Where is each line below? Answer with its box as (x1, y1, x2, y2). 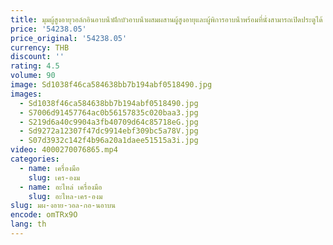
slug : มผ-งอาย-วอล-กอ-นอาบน (10, 201, 116, 211)
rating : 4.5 (10, 61, 60, 71)
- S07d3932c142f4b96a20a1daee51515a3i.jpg (19, 136, 199, 146)
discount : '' (10, 52, 65, 62)
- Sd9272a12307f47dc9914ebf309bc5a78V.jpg (19, 126, 199, 136)
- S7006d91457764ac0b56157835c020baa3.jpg (19, 107, 199, 118)
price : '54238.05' (10, 24, 87, 34)
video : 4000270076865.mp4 (10, 145, 118, 155)
